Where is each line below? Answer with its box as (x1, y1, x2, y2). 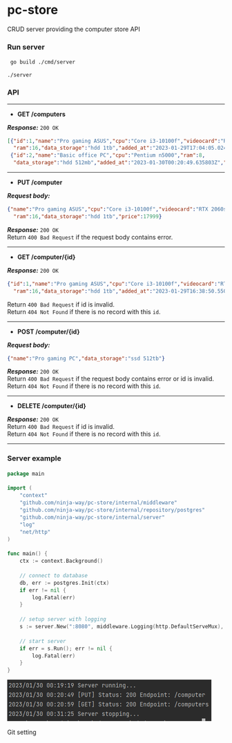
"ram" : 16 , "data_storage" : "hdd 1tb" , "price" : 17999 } (13, 213, 162, 220)
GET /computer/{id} (17, 253, 76, 261)
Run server (7, 42, 45, 52)
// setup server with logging (19, 616, 107, 623)
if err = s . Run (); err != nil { (19, 645, 113, 652)
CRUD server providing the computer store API (7, 25, 140, 33)
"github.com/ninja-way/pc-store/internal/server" (19, 514, 166, 521)
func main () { (7, 550, 48, 557)
